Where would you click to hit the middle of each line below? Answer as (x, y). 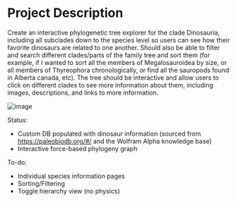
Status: (18, 120)
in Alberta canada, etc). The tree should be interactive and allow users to (113, 77)
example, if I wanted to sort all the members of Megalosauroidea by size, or (117, 62)
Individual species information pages (71, 176)
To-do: (17, 162)
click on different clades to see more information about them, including (111, 85)
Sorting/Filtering (41, 183)
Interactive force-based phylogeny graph (77, 148)
